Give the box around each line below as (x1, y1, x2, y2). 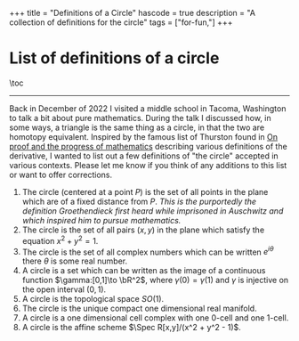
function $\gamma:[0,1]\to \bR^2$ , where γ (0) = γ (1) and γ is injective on (21, 275, 289, 286)
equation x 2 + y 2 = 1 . (21, 233, 99, 246)
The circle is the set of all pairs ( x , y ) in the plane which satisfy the (21, 224, 265, 235)
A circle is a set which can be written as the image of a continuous (21, 265, 266, 276)
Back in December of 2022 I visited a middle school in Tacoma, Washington (9, 102, 287, 114)
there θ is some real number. (21, 256, 127, 266)
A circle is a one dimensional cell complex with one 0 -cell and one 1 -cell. (21, 313, 289, 323)
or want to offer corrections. (9, 169, 113, 180)
